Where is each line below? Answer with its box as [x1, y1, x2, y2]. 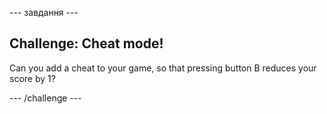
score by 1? [9, 72, 56, 84]
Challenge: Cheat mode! [9, 35, 164, 52]
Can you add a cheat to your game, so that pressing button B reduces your [9, 62, 317, 74]
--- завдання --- [9, 7, 79, 18]
